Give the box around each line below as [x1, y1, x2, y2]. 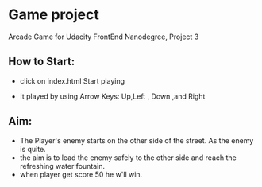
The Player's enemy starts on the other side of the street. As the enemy [19, 135, 254, 145]
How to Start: [8, 55, 75, 68]
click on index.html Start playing [19, 76, 125, 85]
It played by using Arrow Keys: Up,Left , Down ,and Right [19, 92, 206, 101]
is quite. [19, 144, 46, 154]
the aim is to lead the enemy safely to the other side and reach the [19, 153, 237, 162]
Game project [8, 6, 99, 24]
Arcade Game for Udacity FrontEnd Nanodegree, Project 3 [8, 32, 199, 41]
